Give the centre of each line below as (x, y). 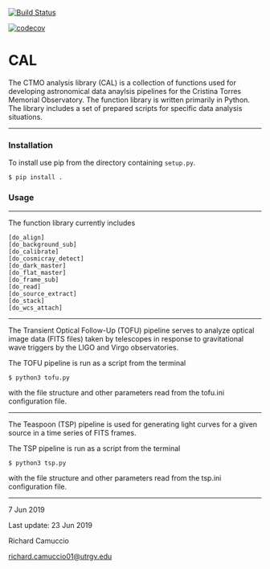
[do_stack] (27, 301)
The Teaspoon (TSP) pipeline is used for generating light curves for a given (133, 424)
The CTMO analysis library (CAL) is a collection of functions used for (123, 82)
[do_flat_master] (37, 272)
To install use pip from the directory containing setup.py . (102, 163)
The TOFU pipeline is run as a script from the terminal (97, 362)
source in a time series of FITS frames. (72, 432)
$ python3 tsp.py (37, 463)
